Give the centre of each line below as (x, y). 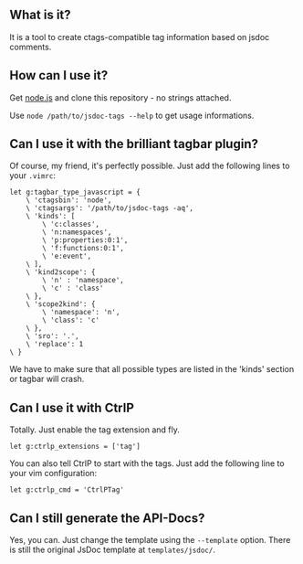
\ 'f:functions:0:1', (84, 249)
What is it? (40, 15)
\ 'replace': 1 (55, 345)
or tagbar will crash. (47, 379)
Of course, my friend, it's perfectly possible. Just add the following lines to (150, 166)
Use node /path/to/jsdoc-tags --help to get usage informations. (132, 115)
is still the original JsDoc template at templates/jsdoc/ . (113, 550)
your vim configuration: (53, 474)
